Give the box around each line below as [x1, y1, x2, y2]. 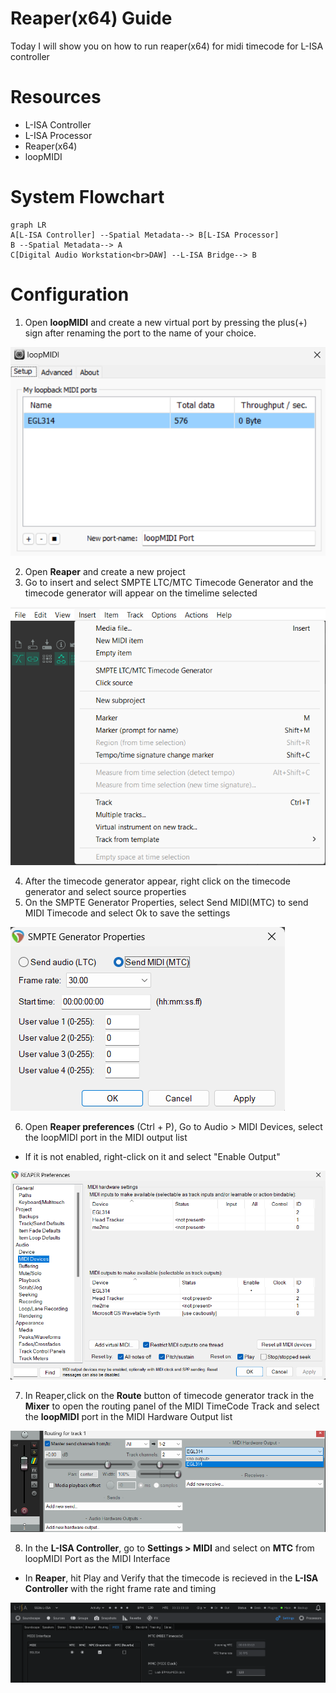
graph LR [10, 220, 47, 230]
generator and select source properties [24, 885, 187, 897]
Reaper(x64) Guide [10, 7, 173, 30]
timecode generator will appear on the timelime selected [24, 587, 258, 599]
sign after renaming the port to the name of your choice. [24, 327, 257, 339]
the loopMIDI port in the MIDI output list [24, 1131, 188, 1143]
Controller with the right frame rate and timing [24, 1582, 217, 1594]
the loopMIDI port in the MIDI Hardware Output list [24, 1410, 233, 1422]
